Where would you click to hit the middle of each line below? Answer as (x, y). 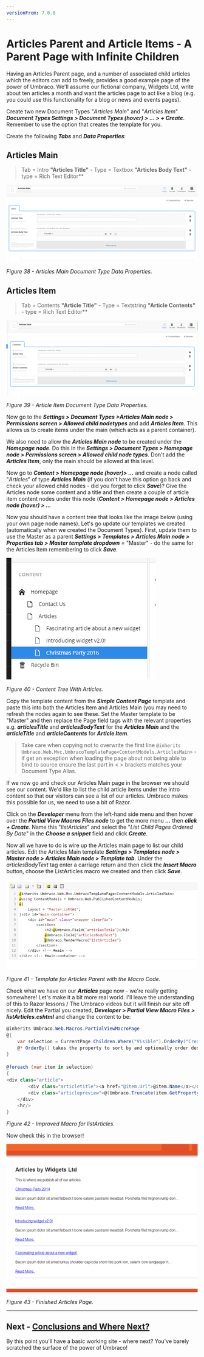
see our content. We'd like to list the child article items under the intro (93, 789)
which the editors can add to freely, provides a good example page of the (98, 80)
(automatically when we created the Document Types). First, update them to (102, 530)
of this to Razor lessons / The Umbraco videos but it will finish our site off (98, 1004)
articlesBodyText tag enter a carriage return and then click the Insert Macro (101, 865)
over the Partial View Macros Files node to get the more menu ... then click (102, 820)
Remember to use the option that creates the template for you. (84, 124)
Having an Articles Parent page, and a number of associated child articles (98, 74)
